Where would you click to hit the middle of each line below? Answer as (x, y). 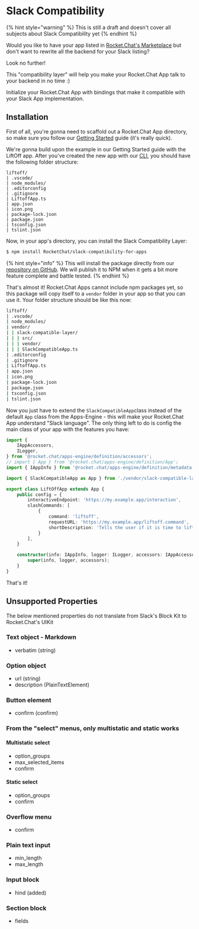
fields (21, 921)
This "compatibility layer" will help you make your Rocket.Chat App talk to (96, 74)
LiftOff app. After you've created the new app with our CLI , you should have (98, 155)
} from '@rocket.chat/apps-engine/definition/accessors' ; (79, 457)
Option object (26, 666)
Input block (23, 880)
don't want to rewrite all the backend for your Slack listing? (78, 51)
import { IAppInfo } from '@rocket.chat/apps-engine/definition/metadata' (100, 467)
